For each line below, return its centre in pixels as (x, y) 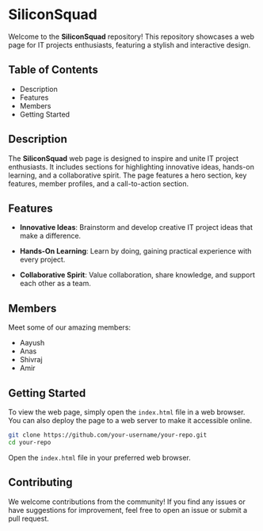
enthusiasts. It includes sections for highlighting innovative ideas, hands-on (131, 166)
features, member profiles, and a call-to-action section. (99, 183)
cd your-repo (30, 442)
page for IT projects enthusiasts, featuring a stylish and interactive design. (130, 44)
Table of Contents (53, 70)
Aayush (32, 343)
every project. (42, 260)
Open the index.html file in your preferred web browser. (100, 457)
